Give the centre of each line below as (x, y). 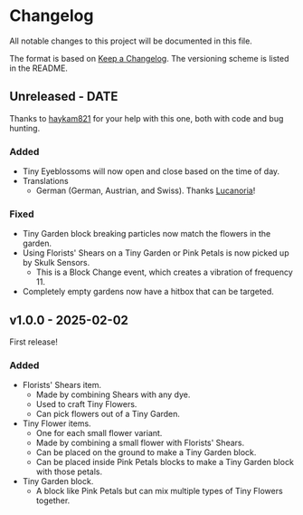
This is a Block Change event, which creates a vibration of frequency (165, 272)
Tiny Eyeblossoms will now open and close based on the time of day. (151, 171)
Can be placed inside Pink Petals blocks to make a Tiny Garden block (165, 462)
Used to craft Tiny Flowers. (86, 404)
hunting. (25, 128)
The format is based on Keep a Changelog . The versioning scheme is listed (149, 58)
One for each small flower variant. (99, 433)
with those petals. (69, 471)
